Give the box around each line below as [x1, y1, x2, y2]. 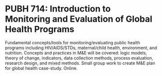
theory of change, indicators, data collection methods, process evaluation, [5, 55, 153, 61]
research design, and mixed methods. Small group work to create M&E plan [5, 60, 156, 66]
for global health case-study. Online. [5, 65, 78, 71]
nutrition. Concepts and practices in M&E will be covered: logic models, [5, 50, 147, 56]
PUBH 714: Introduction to [5, 3, 111, 14]
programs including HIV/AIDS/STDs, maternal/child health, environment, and [5, 45, 157, 51]
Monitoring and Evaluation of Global [5, 13, 152, 25]
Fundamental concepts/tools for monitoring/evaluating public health [5, 39, 140, 45]
